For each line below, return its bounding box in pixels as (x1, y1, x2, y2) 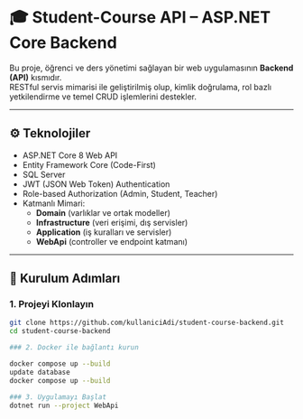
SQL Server (22, 169, 66, 180)
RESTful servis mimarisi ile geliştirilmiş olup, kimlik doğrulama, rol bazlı (9, 81, 272, 92)
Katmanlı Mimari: (22, 198, 86, 209)
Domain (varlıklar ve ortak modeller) (35, 207, 171, 218)
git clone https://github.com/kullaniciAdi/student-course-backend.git (9, 318, 284, 328)
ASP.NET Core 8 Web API (22, 150, 118, 161)
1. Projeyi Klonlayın (9, 298, 95, 311)
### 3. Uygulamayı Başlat (9, 392, 106, 402)
